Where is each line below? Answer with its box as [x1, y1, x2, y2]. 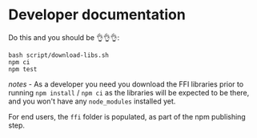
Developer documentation [8, 6, 186, 24]
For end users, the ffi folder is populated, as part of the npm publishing [8, 112, 246, 121]
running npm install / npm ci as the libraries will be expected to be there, [8, 87, 250, 97]
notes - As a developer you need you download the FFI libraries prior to [8, 79, 244, 89]
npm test [8, 65, 38, 73]
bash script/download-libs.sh [8, 51, 110, 59]
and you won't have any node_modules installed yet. [8, 96, 176, 106]
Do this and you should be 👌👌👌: [8, 32, 120, 42]
